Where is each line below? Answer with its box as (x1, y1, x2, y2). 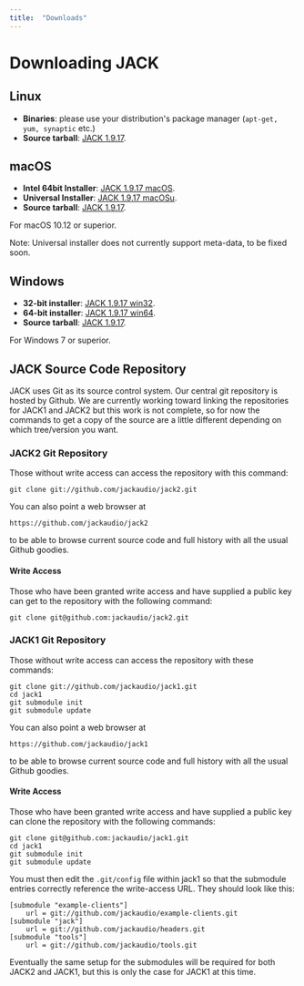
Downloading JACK (9, 52, 159, 73)
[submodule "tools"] (9, 933, 88, 942)
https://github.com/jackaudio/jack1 (9, 739, 148, 748)
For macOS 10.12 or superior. (9, 220, 117, 231)
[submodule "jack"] (9, 917, 84, 926)
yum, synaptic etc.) (22, 122, 96, 133)
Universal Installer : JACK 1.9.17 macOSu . (22, 192, 177, 203)
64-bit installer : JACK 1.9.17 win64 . (22, 307, 157, 319)
